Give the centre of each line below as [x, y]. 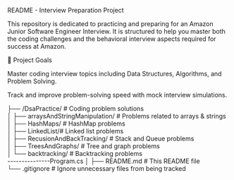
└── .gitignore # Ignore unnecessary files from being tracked [97, 168]
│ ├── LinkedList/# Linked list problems [66, 131]
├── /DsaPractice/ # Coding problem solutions [76, 108]
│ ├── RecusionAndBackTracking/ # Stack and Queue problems [101, 138]
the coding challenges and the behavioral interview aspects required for [112, 39]
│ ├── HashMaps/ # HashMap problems [66, 124]
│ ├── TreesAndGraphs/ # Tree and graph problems [84, 146]
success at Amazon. [37, 46]
